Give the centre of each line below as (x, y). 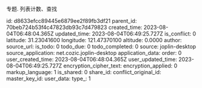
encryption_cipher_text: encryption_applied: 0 (120, 66)
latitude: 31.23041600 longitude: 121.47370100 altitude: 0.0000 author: (94, 40)
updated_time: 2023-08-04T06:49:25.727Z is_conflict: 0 (126, 34)
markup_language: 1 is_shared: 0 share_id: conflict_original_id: (84, 72)
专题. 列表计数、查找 (32, 9)
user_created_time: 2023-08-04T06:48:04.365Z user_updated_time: (92, 59)
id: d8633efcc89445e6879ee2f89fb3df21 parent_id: (72, 21)
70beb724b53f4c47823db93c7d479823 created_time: (74, 27)
